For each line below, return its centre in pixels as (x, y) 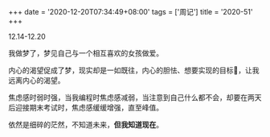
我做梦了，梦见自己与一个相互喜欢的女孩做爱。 (86, 53)
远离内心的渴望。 (37, 80)
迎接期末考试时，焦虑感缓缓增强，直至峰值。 (89, 108)
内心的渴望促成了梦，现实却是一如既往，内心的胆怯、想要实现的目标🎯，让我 (134, 70)
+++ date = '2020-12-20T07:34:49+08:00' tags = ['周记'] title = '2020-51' (131, 12)
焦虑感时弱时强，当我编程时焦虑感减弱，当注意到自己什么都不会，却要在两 (131, 98)
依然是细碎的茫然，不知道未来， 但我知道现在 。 (86, 125)
